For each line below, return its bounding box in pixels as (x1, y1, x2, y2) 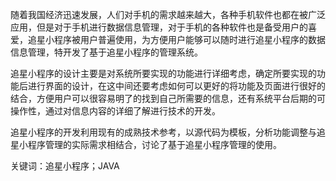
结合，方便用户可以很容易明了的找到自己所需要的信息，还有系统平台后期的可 (10, 93, 326, 104)
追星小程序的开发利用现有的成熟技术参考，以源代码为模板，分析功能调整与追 (10, 126, 326, 138)
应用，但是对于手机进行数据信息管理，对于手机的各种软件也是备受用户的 (10, 21, 308, 33)
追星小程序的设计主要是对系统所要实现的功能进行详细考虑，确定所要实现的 (10, 68, 317, 79)
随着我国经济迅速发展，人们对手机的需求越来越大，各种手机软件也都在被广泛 (10, 9, 326, 20)
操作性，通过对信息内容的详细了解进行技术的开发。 (10, 105, 221, 117)
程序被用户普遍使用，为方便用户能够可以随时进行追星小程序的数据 (53, 34, 326, 45)
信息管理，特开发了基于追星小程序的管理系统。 (10, 46, 203, 58)
